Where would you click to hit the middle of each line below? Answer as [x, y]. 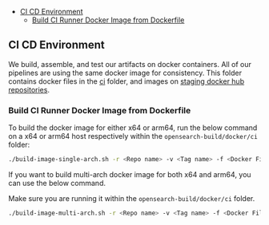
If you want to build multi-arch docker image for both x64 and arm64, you [130, 174]
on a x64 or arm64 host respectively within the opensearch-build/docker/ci [133, 136]
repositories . [29, 89]
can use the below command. [57, 183]
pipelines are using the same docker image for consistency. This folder [125, 73]
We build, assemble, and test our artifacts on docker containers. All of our [130, 64]
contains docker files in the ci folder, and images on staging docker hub [126, 81]
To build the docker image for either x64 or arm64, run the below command [133, 128]
